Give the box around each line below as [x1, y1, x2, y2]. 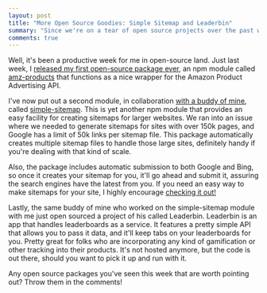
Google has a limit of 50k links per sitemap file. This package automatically [8, 130, 253, 140]
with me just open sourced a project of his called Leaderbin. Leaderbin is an [8, 211, 257, 221]
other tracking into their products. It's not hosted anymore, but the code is [8, 245, 251, 255]
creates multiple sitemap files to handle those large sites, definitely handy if [8, 138, 256, 148]
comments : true [8, 33, 59, 42]
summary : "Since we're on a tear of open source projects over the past [8, 26, 254, 34]
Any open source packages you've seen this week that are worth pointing [8, 269, 250, 279]
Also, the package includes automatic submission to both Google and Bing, [8, 162, 254, 172]
